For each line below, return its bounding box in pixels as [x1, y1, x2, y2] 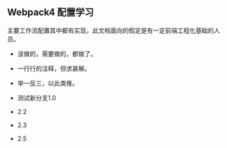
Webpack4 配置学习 [7, 6, 94, 19]
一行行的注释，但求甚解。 [17, 64, 91, 73]
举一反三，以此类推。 [17, 79, 78, 87]
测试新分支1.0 [17, 93, 57, 102]
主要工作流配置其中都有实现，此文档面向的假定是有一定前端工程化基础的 [7, 26, 214, 35]
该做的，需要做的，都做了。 [17, 49, 97, 57]
